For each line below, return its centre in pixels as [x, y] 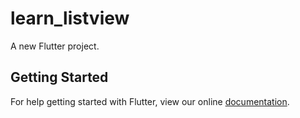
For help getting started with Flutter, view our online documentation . [150, 101]
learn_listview [70, 18]
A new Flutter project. [55, 46]
